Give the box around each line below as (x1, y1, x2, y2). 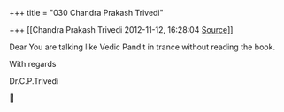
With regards (9, 59, 57, 69)
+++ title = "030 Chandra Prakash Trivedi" (9, 8, 164, 18)
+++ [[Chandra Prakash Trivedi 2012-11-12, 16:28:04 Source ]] (9, 25, 234, 34)
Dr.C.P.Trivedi (9, 76, 59, 86)
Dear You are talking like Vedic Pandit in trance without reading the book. (9, 41, 276, 52)
